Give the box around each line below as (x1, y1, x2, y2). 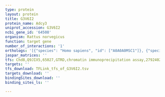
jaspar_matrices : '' (5, 52, 48, 58)
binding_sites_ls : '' (5, 80, 50, 85)
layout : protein (5, 12, 38, 17)
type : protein (5, 7, 34, 12)
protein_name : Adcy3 (5, 21, 48, 26)
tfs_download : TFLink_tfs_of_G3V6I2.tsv (5, 67, 89, 72)
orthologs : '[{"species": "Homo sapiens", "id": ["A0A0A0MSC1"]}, (5, 48, 144, 53)
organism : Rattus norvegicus (5, 35, 65, 40)
